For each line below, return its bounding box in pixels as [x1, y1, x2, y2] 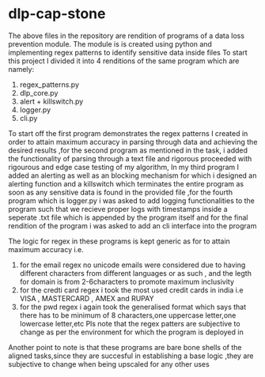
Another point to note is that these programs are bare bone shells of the [8, 342, 242, 352]
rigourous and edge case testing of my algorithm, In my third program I [8, 162, 240, 172]
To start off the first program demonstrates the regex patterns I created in [8, 128, 248, 138]
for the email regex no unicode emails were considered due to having [19, 260, 246, 270]
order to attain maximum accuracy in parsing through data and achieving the [8, 137, 258, 146]
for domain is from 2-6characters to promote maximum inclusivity [19, 277, 235, 286]
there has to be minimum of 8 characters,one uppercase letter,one [19, 310, 237, 320]
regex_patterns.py [19, 80, 80, 89]
